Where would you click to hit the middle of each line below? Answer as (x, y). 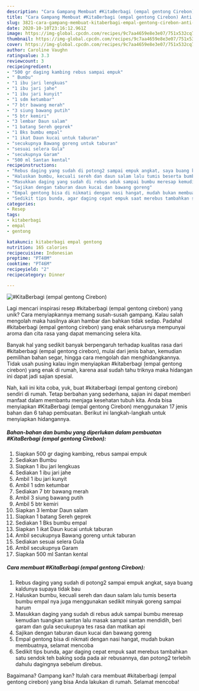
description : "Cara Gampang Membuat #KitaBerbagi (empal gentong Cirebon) (101, 12)
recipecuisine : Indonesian (40, 253)
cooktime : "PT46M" (29, 264)
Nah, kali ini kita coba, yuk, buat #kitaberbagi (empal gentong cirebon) (92, 387)
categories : (21, 204)
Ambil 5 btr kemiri (37, 504)
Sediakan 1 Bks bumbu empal (51, 523)
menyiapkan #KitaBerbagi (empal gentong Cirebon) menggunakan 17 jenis (97, 406)
